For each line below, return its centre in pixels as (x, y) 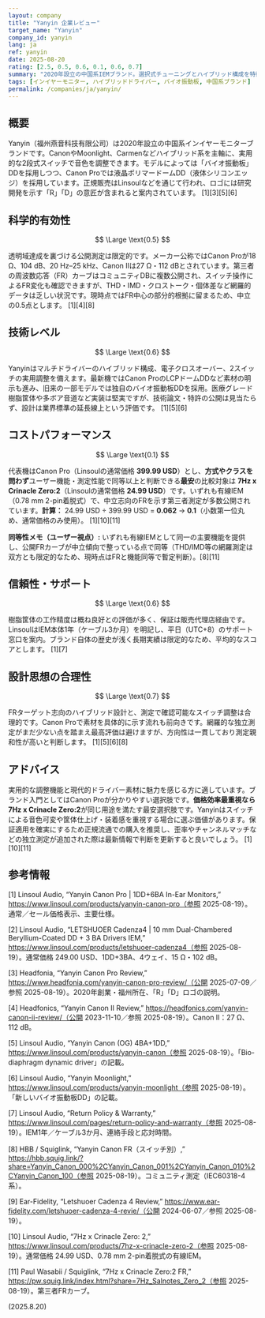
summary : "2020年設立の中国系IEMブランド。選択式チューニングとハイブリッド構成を (129, 74)
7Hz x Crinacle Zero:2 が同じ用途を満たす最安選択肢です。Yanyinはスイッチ (131, 809)
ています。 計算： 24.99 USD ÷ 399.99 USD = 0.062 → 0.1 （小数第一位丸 (127, 510)
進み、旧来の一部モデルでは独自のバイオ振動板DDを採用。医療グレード (138, 388)
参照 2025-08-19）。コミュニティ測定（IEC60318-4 (163, 1175)
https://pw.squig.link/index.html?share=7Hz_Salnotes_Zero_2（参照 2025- (129, 1281)
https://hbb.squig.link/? (46, 1158)
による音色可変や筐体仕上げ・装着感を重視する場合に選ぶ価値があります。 (129, 820)
